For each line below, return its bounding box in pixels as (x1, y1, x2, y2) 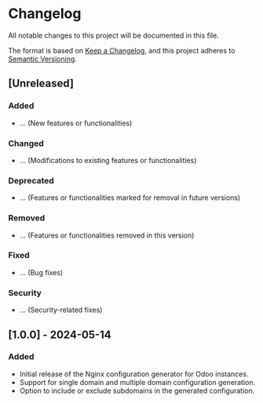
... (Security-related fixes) (19, 305, 103, 314)
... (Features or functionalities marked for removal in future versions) (19, 193, 241, 202)
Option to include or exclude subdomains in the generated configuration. (19, 386, 255, 395)
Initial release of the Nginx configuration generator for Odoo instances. (19, 369, 249, 379)
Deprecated (8, 175, 55, 186)
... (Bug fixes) (19, 267, 64, 277)
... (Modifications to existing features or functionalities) (19, 155, 197, 165)
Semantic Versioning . (8, 54, 77, 64)
